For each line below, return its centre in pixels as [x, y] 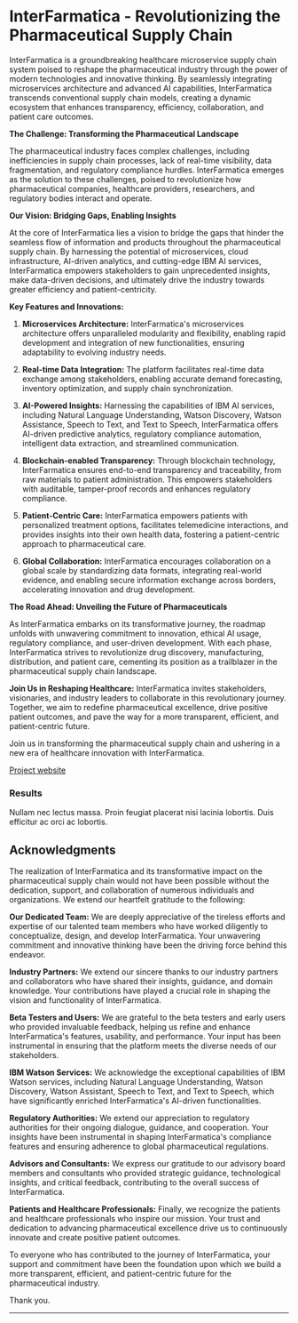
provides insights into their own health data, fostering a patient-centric [151, 534]
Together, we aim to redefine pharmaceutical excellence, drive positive [139, 707]
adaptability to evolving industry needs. [94, 352]
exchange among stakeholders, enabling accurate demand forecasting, [152, 379]
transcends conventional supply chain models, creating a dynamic [130, 97]
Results [26, 793]
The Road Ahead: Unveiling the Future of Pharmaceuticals [118, 606]
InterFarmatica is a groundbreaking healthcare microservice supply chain [143, 60]
